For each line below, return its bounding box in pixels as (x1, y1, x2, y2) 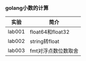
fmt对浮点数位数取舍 (29, 47, 78, 54)
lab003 (8, 47, 25, 54)
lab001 (8, 28, 25, 35)
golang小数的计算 (5, 4, 49, 11)
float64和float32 (29, 29, 70, 36)
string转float (29, 38, 60, 45)
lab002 (8, 38, 25, 45)
